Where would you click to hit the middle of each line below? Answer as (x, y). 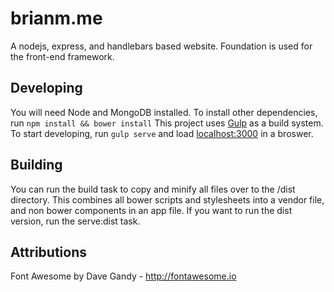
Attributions (49, 252)
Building (36, 165)
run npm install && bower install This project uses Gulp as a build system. (167, 123)
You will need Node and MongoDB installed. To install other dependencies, (164, 112)
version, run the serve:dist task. (75, 221)
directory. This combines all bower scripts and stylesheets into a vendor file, (167, 199)
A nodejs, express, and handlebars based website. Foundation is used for (161, 46)
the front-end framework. (62, 56)
